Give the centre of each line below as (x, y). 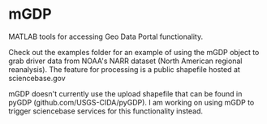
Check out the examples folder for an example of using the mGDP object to (134, 52)
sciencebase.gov (37, 78)
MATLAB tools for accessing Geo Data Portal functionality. (106, 36)
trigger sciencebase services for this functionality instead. (106, 111)
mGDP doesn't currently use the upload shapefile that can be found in (125, 93)
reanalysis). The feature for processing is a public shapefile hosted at (125, 69)
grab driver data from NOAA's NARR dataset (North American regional (125, 61)
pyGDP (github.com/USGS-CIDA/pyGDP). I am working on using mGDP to (131, 102)
